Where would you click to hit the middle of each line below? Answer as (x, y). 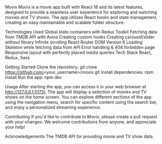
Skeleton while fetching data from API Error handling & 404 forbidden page (80, 47)
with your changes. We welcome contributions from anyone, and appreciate (81, 122)
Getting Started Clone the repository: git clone (51, 67)
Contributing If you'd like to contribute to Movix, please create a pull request (81, 117)
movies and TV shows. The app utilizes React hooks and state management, (81, 17)
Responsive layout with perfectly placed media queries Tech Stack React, (78, 52)
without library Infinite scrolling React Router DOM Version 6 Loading (74, 42)
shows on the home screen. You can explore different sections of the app (78, 97)
